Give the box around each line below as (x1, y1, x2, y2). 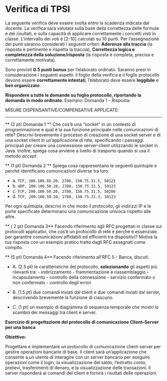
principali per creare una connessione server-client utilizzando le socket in (5, 142, 158, 148)
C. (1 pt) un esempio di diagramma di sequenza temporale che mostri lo (12, 304, 159, 310)
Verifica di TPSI (5, 3, 71, 15)
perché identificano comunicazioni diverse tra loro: (5, 168, 109, 174)
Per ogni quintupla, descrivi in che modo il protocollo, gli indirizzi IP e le (5, 203, 152, 209)
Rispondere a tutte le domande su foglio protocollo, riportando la (5, 92, 142, 98)
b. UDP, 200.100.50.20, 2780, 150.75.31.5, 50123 (12, 183, 116, 189)
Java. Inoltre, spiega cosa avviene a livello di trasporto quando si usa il (5, 148, 150, 154)
